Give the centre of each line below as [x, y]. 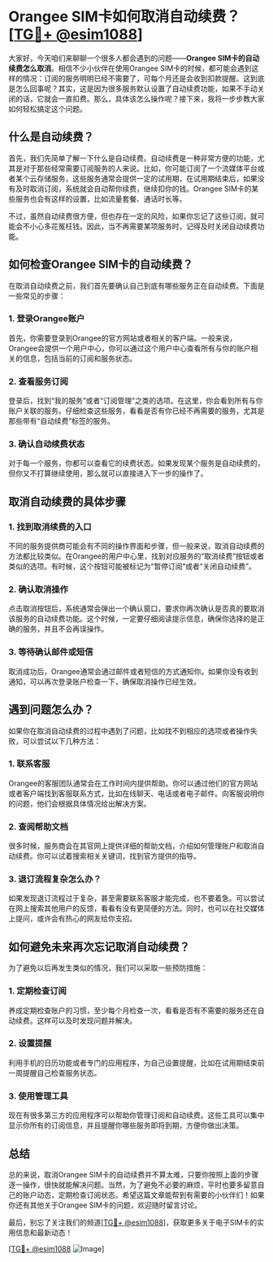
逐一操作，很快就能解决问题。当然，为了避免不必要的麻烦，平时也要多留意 [133, 1185]
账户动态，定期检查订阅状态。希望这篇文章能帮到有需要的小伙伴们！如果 [143, 1195]
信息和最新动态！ [44, 1232]
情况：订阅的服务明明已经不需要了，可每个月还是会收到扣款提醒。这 [136, 78]
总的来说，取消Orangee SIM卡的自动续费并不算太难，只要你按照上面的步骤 [134, 1174]
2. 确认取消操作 [39, 590]
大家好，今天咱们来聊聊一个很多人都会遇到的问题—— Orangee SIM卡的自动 [134, 58]
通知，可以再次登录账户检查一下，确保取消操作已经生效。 [104, 681]
